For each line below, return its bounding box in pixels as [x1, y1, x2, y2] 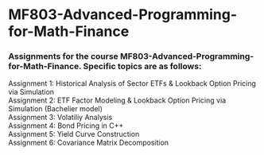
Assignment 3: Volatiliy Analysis [8, 113, 113, 122]
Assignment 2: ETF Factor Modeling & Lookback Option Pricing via [8, 95, 227, 105]
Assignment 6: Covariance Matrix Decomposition [8, 138, 169, 148]
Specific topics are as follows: [83, 61, 202, 72]
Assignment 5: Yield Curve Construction [8, 130, 140, 139]
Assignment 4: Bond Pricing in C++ [8, 121, 124, 130]
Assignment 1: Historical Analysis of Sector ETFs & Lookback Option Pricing [8, 79, 257, 88]
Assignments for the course [8, 51, 119, 62]
